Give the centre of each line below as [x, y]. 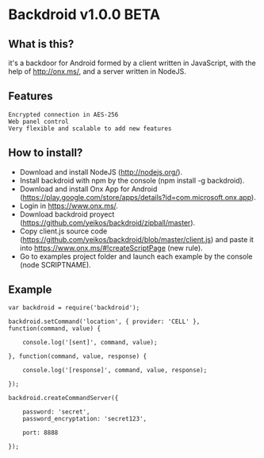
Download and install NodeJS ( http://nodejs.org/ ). [101, 171]
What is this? [41, 44]
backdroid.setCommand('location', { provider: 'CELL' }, [104, 322]
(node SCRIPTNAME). [55, 264]
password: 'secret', [56, 412]
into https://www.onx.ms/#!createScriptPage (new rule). [111, 248]
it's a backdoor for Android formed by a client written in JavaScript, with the [132, 63]
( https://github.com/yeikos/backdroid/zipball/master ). [107, 222]
